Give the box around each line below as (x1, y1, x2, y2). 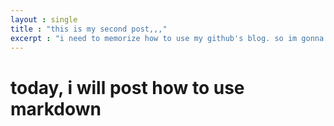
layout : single (10, 14, 78, 25)
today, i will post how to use (10, 76, 245, 99)
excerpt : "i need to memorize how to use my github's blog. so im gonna (10, 33, 325, 43)
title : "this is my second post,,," (10, 24, 168, 34)
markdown (10, 97, 102, 120)
